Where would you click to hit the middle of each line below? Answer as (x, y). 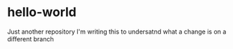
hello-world (42, 12)
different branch (31, 38)
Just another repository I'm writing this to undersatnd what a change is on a (117, 31)
